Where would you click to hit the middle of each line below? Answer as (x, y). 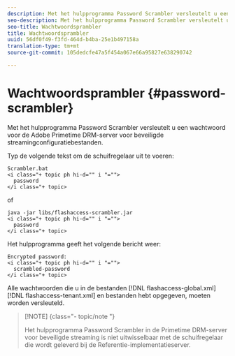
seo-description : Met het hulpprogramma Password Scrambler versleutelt (115, 20)
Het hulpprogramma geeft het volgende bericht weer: (84, 244)
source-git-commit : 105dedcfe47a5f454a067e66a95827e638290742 (100, 53)
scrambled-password (42, 269)
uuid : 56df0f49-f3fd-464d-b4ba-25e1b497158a (73, 40)
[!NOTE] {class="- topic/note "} (70, 316)
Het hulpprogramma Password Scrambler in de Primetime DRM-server (126, 329)
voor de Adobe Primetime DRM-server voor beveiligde (86, 135)
